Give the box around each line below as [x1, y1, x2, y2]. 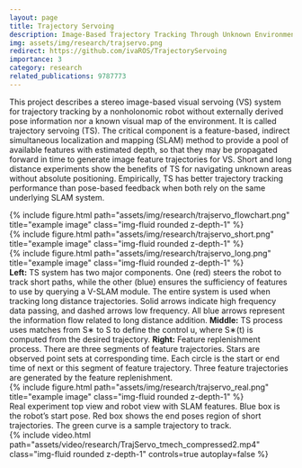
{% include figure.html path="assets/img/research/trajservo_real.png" [9, 382, 270, 392]
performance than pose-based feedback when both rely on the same [9, 182, 266, 193]
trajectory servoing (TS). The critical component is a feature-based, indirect [9, 125, 290, 136]
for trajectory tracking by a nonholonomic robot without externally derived [9, 105, 284, 117]
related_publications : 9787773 [9, 72, 127, 81]
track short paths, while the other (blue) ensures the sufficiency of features [9, 276, 288, 287]
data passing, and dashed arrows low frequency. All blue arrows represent [9, 305, 286, 316]
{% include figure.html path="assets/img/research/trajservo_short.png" [9, 229, 274, 239]
